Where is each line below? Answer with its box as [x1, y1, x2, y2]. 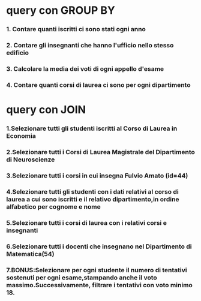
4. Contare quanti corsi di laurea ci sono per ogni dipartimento [6, 80, 191, 89]
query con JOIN [6, 103, 86, 117]
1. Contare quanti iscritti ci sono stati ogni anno [6, 25, 146, 34]
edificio [6, 49, 29, 57]
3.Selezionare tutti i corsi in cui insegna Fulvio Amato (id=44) [6, 171, 188, 180]
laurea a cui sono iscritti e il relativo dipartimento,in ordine [6, 195, 179, 203]
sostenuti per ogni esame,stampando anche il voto [6, 273, 157, 282]
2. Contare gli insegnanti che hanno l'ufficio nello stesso [6, 41, 174, 50]
